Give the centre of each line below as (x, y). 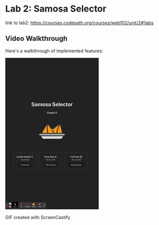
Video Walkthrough (36, 39)
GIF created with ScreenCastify (38, 217)
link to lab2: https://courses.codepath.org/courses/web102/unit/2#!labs (79, 23)
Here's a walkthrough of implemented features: (54, 50)
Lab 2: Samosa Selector (56, 9)
